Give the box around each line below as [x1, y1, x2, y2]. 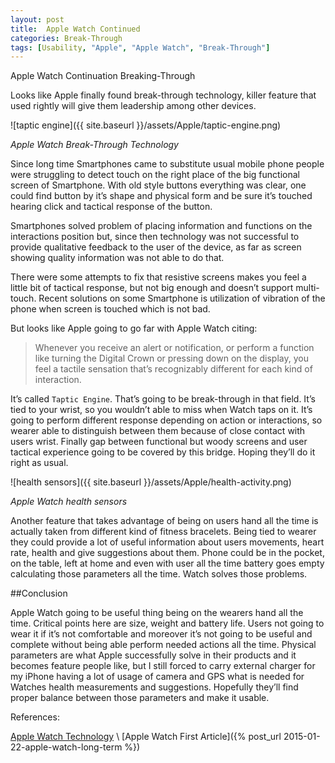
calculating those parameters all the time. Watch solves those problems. [10, 568, 308, 580]
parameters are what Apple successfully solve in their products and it [10, 649, 297, 661]
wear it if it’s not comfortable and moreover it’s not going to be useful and [10, 628, 313, 640]
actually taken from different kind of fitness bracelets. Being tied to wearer [10, 526, 317, 538]
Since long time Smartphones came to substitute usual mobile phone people [10, 158, 325, 170]
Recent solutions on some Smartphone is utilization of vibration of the [38, 292, 326, 305]
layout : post [10, 14, 65, 25]
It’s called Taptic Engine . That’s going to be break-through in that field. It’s [10, 393, 316, 405]
